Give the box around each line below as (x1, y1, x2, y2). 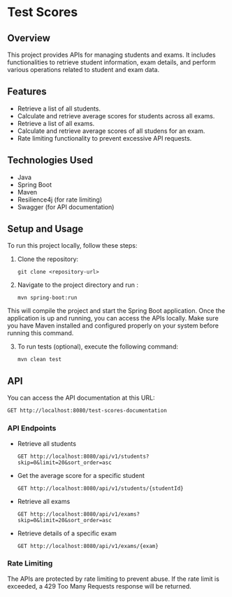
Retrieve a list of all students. (17, 104, 101, 113)
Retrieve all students (17, 439, 77, 448)
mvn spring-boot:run (17, 295, 78, 302)
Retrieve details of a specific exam (17, 529, 117, 538)
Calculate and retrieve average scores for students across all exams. (17, 111, 215, 120)
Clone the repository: (17, 255, 79, 263)
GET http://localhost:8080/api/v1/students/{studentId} (17, 484, 184, 492)
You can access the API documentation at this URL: (7, 393, 155, 402)
